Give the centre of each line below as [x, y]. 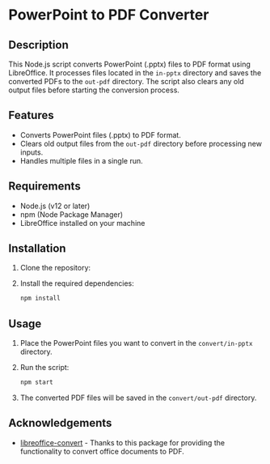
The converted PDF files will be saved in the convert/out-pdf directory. [138, 398]
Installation [37, 249]
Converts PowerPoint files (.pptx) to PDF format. [101, 134]
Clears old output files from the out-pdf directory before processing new [141, 143]
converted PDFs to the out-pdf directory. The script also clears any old [126, 81]
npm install [40, 298]
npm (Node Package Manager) [72, 214]
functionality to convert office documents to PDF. [102, 451]
